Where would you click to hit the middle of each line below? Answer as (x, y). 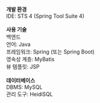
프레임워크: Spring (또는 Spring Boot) (51, 52)
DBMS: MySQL (24, 87)
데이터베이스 (21, 80)
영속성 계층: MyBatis (30, 59)
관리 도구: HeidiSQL (29, 94)
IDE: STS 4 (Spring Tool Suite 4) (45, 16)
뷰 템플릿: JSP (23, 67)
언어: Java (18, 44)
